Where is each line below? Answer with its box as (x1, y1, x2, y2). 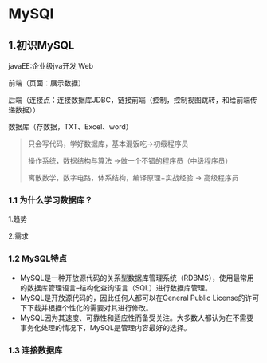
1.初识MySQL (8, 38, 75, 52)
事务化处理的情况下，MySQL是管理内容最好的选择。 (19, 322, 191, 332)
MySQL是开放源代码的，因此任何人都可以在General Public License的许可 (19, 293, 260, 302)
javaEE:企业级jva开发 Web (8, 61, 94, 70)
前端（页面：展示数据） (8, 78, 85, 88)
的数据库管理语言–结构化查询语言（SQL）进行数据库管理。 (19, 282, 213, 292)
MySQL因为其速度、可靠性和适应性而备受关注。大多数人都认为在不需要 (19, 313, 253, 322)
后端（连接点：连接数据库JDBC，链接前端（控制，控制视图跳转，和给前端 (8, 95, 251, 105)
